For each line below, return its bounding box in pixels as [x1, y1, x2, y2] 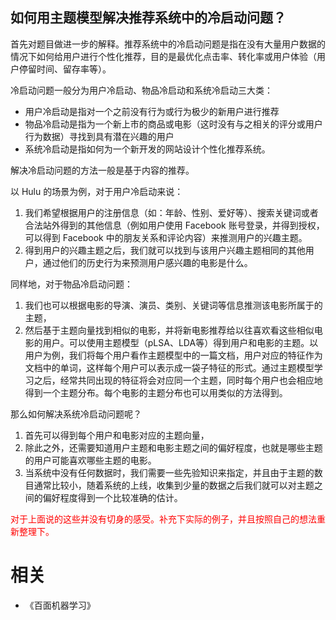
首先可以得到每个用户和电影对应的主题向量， [24, 429, 210, 441]
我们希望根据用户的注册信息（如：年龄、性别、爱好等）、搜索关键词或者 [24, 206, 319, 218]
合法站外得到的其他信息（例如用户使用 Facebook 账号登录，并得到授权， [24, 219, 325, 231]
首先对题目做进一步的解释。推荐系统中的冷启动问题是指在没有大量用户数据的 [10, 38, 326, 50]
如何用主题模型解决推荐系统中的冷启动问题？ [10, 9, 287, 27]
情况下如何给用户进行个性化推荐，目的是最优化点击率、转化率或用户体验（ [10, 50, 317, 62]
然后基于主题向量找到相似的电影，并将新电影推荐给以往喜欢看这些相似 [24, 324, 315, 336]
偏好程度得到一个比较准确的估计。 [42, 491, 183, 503]
